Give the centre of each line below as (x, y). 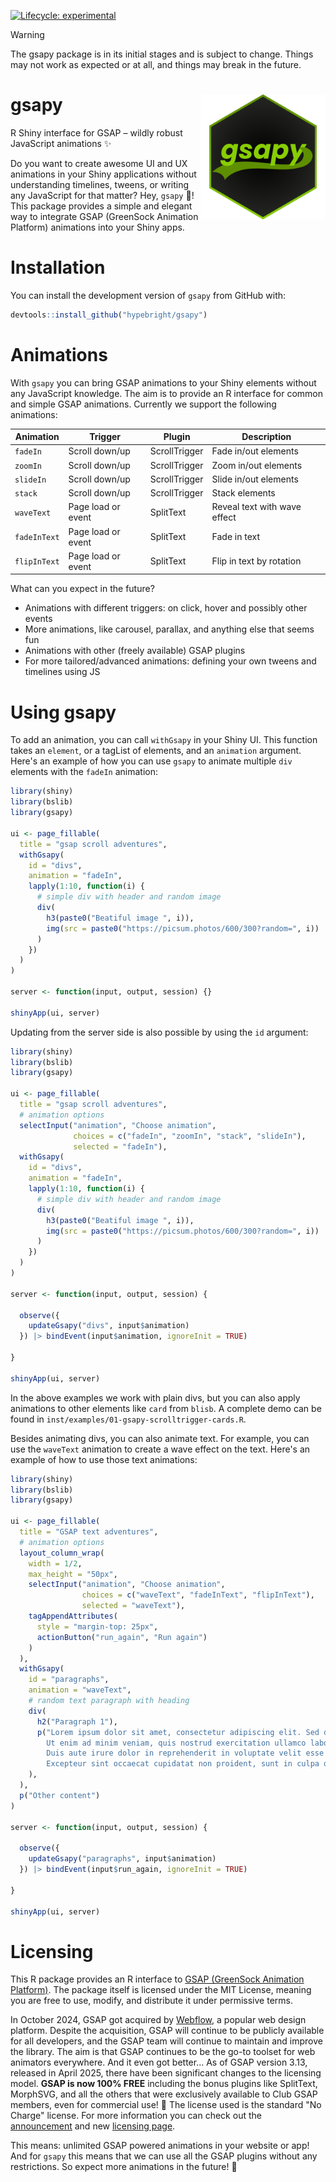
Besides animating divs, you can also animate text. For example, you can (160, 1438)
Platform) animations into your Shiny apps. (97, 227)
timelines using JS (62, 672)
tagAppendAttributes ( (73, 1616)
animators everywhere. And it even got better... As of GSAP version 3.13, (159, 2062)
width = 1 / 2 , (55, 1563)
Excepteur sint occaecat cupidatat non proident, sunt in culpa (183, 1764)
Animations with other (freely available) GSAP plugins (135, 651)
